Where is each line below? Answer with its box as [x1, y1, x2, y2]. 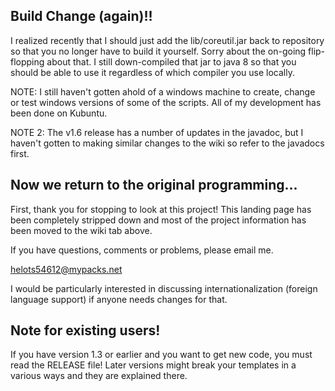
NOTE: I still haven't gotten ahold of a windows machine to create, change [10, 85, 316, 98]
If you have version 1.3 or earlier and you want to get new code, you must [10, 349, 313, 361]
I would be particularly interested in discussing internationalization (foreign [10, 282, 318, 294]
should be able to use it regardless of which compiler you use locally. [10, 66, 295, 78]
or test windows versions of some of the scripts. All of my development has [10, 96, 322, 108]
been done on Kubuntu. [10, 107, 108, 119]
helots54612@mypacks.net [10, 263, 123, 275]
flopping [10, 55, 45, 68]
